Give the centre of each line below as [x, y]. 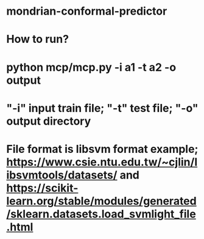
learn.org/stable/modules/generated [101, 201]
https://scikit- [42, 188]
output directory [49, 121]
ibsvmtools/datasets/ [62, 175]
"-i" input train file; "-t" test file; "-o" [103, 108]
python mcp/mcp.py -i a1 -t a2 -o [91, 67]
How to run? [37, 39]
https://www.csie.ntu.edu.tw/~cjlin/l [102, 162]
